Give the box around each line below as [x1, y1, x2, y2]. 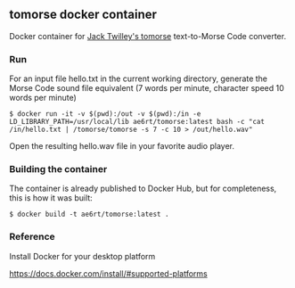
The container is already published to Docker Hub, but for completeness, [9, 183, 277, 194]
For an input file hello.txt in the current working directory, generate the [9, 73, 267, 84]
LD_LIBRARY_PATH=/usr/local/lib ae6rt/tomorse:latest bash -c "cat [9, 118, 266, 127]
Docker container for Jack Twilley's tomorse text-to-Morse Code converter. [9, 30, 287, 41]
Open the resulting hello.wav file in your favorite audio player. [9, 141, 234, 152]
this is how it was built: [9, 193, 94, 203]
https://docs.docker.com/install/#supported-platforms [9, 267, 208, 279]
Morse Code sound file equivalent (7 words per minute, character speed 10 [9, 83, 285, 94]
